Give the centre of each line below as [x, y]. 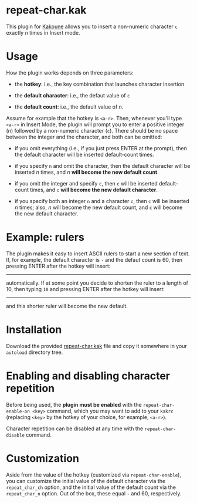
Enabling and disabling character [88, 376]
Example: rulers [45, 237]
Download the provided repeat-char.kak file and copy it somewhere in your [97, 346]
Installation [34, 330]
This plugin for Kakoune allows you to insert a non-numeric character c [92, 26]
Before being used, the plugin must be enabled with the [74, 404]
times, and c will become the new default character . [94, 190]
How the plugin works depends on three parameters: [70, 72]
